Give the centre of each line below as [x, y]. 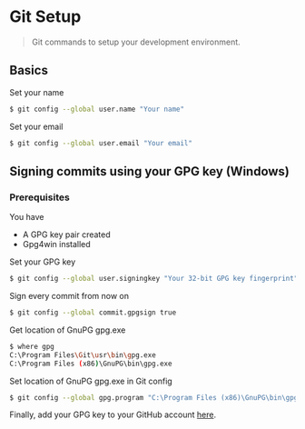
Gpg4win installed [56, 244]
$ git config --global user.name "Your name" [97, 109]
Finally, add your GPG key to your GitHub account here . [113, 414]
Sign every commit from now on [69, 296]
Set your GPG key [43, 262]
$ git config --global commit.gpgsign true [93, 313]
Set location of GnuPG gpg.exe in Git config [91, 381]
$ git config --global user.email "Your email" [101, 143]
